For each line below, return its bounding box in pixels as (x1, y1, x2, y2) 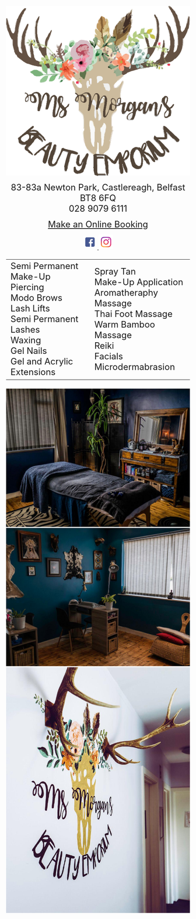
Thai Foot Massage (94, 308, 173, 319)
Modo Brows (10, 292, 63, 304)
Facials (94, 350, 124, 362)
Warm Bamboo (94, 319, 156, 330)
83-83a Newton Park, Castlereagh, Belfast (10, 182, 185, 193)
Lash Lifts (10, 303, 51, 314)
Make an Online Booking (47, 219, 149, 230)
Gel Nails (10, 345, 48, 357)
